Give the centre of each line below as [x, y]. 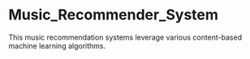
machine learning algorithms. [57, 45]
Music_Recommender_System [114, 15]
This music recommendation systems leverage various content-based [125, 37]
